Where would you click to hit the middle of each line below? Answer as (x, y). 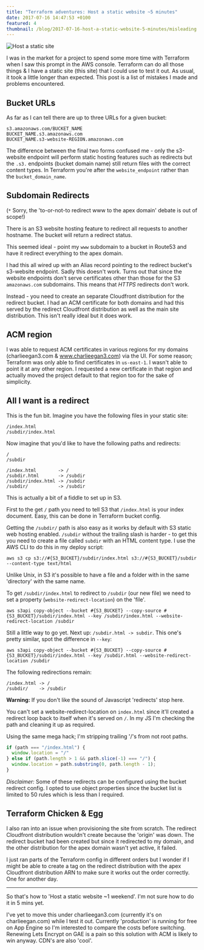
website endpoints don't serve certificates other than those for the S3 (93, 278)
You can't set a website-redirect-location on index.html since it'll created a (100, 712)
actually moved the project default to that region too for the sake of (90, 375)
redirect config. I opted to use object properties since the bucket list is (94, 788)
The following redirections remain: (49, 672)
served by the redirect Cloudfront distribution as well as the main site (93, 309)
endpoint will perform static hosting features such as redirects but (110, 157)
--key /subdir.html (112, 655)
